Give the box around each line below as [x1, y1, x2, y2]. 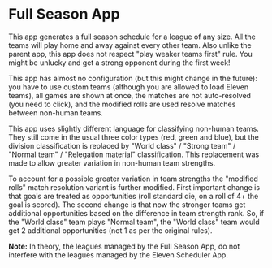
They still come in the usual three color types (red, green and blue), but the [8, 132, 260, 142]
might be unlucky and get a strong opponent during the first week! [8, 58, 231, 67]
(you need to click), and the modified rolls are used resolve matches [8, 99, 236, 109]
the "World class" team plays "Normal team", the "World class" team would [8, 217, 260, 227]
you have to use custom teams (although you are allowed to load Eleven [8, 82, 249, 92]
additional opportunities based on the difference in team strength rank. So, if [8, 208, 265, 218]
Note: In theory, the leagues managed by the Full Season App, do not [8, 241, 240, 251]
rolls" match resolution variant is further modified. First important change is [8, 182, 261, 192]
